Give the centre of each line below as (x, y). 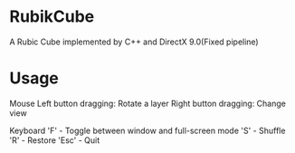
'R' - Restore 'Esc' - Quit (55, 140)
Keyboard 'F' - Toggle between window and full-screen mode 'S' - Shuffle (147, 130)
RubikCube (52, 17)
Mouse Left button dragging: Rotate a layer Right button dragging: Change (148, 103)
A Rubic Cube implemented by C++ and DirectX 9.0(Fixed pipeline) (134, 42)
